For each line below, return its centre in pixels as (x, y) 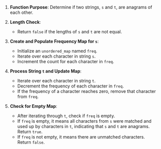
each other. (22, 12)
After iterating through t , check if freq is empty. (66, 116)
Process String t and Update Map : (46, 71)
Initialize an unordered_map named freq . (57, 51)
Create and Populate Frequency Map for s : (54, 41)
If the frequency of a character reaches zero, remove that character (86, 91)
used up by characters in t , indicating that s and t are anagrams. (83, 126)
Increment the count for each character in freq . (66, 61)
